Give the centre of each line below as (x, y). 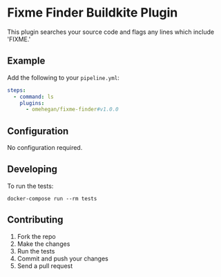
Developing (32, 170)
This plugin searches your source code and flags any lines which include (111, 32)
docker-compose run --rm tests (52, 198)
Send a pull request (45, 266)
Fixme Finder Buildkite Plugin (93, 13)
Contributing (35, 220)
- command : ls (33, 97)
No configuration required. (45, 148)
